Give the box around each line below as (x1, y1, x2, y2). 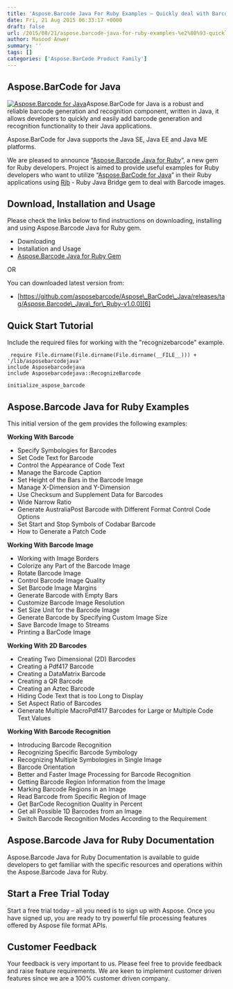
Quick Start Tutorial (7, 320, 94, 332)
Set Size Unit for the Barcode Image (17, 606, 120, 614)
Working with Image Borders (17, 555, 99, 562)
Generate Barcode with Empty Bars (17, 591, 118, 599)
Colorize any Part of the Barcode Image (17, 561, 130, 570)
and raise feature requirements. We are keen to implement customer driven (7, 967, 222, 975)
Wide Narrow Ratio (17, 498, 71, 506)
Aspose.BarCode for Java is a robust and (86, 99, 204, 108)
